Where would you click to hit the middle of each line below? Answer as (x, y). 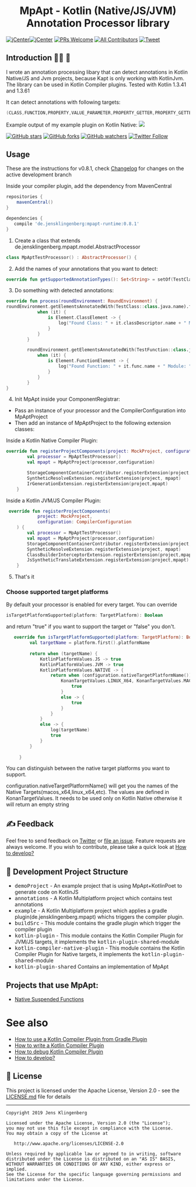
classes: (24, 429)
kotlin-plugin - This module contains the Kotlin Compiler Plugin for (99, 936)
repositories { (24, 197)
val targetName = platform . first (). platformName (90, 643)
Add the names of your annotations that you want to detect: (86, 268)
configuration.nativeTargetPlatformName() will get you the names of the (92, 786)
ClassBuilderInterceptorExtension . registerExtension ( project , (104, 555)
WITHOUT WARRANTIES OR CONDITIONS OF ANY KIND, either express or (88, 1164)
